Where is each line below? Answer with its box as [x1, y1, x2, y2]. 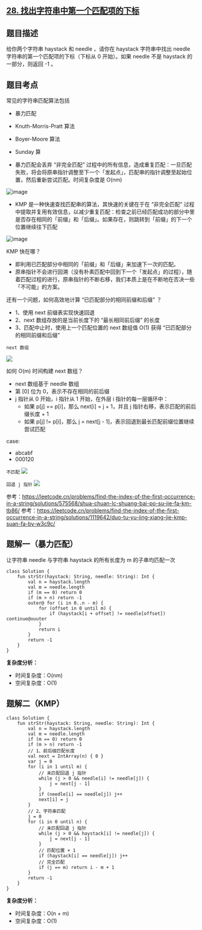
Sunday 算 [14, 148, 41, 156]
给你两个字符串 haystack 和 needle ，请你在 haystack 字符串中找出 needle [6, 45, 191, 53]
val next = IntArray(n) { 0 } [28, 753, 104, 759]
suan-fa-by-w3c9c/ [6, 520, 55, 527]
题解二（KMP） [6, 699, 65, 709]
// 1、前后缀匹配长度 [28, 748, 75, 754]
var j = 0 [28, 758, 52, 765]
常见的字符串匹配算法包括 [6, 97, 70, 104]
